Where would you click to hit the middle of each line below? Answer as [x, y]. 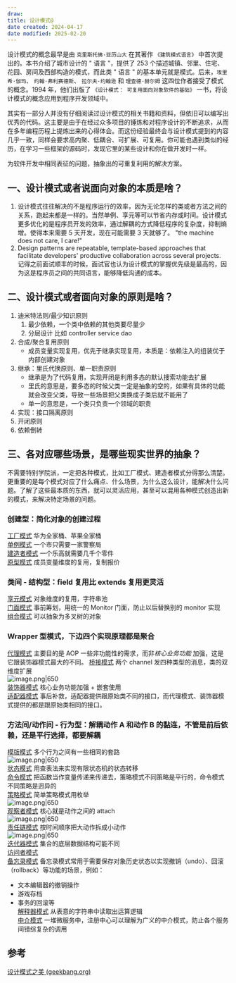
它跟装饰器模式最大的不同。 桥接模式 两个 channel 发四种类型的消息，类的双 [118, 662]
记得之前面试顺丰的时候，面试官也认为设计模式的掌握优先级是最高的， [119, 264]
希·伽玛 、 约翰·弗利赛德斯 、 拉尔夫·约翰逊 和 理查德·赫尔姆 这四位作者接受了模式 [115, 81]
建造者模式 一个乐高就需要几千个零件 [60, 553]
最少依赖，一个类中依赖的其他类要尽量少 [86, 324]
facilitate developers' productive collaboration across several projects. [119, 256]
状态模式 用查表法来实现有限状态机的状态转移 [73, 768]
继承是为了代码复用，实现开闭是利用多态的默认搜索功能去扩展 [117, 377]
